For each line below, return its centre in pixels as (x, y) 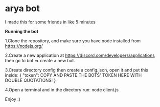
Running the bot (22, 31)
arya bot (23, 9)
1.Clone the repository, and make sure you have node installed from (73, 41)
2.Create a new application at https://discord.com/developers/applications (80, 55)
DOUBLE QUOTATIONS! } (31, 80)
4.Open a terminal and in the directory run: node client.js (62, 89)
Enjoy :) (13, 99)
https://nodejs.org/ (24, 46)
